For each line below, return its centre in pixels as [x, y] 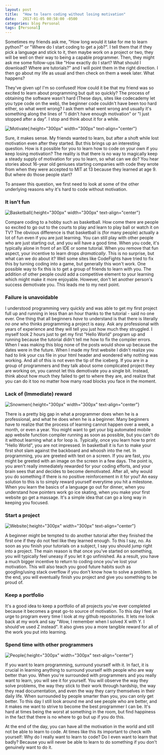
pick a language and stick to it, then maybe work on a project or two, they [79, 52]
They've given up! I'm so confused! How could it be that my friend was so [80, 88]
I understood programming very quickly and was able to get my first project [81, 308]
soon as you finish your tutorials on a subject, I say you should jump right [79, 546]
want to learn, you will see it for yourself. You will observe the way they [77, 680]
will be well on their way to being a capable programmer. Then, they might [80, 57]
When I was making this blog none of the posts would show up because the [82, 344]
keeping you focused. [27, 503]
